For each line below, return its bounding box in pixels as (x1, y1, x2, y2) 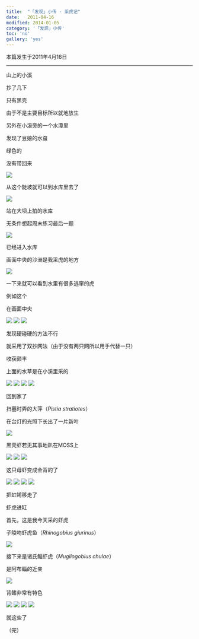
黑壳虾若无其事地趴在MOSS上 (6, 441, 79, 449)
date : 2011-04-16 (6, 14, 54, 20)
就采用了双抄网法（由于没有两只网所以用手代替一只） (6, 342, 136, 349)
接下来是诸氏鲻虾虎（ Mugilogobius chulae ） (6, 553, 114, 559)
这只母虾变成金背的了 (6, 466, 58, 473)
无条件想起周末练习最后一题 (6, 220, 74, 227)
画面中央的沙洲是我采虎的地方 (6, 256, 79, 263)
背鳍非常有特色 (6, 589, 43, 596)
